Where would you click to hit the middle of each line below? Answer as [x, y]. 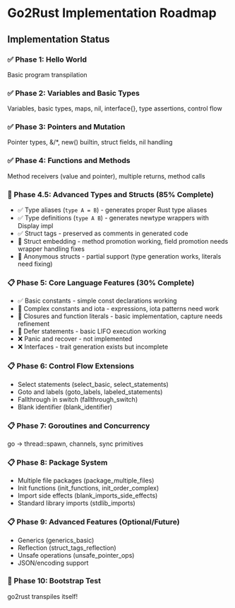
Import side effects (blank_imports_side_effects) [88, 496]
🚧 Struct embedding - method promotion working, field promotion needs [123, 242]
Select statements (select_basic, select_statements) [93, 384]
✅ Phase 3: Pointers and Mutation [66, 127]
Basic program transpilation [47, 74]
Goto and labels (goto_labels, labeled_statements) [90, 392]
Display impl [35, 226]
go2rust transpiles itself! [43, 596]
